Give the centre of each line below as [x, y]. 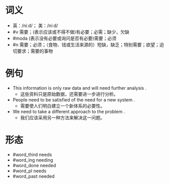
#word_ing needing [33, 160]
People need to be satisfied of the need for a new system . [74, 99]
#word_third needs [32, 154]
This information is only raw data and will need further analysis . [79, 88]
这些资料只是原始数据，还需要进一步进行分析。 [69, 94]
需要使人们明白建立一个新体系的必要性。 [62, 106]
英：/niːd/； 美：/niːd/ [35, 25]
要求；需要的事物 [35, 51]
